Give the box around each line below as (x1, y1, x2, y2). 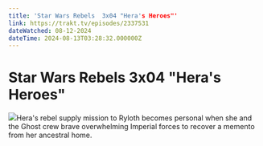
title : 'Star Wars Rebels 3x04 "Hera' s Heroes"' (8, 11, 179, 20)
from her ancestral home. (8, 130, 92, 140)
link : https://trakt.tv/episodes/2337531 (8, 19, 150, 27)
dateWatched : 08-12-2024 (8, 26, 92, 34)
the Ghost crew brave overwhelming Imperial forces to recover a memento (8, 122, 255, 132)
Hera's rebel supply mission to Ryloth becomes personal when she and (16, 113, 253, 123)
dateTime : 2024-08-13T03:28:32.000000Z (8, 34, 142, 43)
